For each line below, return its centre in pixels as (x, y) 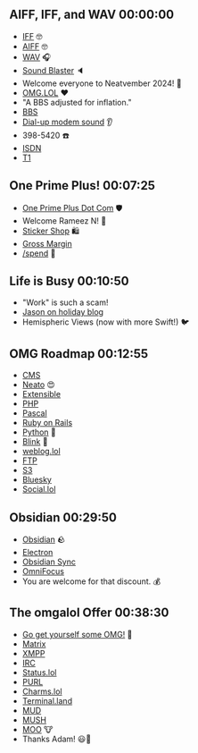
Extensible (41, 394)
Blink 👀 (35, 442)
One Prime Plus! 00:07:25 (82, 186)
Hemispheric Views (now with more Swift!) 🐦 (106, 322)
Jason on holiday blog (63, 312)
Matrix (34, 644)
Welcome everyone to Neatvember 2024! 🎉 (102, 83)
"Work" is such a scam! (65, 302)
